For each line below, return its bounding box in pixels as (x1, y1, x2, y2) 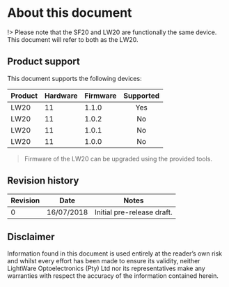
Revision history (7, 175, 79, 186)
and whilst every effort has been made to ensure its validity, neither (7, 257, 200, 265)
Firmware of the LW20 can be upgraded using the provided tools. (24, 154, 212, 163)
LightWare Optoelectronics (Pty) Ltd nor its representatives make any (7, 264, 205, 273)
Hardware (44, 91, 78, 101)
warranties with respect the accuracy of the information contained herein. (7, 272, 219, 280)
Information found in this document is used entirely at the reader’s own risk (7, 249, 223, 258)
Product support (7, 56, 80, 68)
